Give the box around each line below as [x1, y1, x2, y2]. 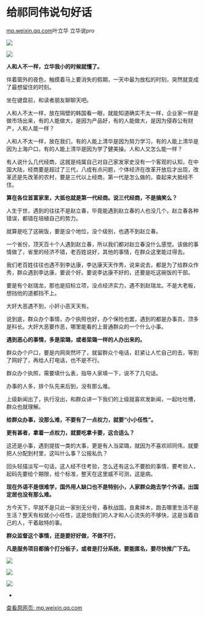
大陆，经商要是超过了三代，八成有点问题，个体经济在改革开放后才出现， [11, 165, 193, 173]
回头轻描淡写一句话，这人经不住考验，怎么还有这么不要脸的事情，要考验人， [6, 462, 199, 470]
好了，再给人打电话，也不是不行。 [16, 356, 103, 364]
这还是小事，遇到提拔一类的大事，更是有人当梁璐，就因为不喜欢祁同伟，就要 [6, 442, 199, 449]
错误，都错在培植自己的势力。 [6, 214, 81, 222]
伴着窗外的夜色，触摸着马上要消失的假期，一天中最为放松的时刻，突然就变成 [6, 76, 199, 83]
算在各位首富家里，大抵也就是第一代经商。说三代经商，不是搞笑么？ [6, 193, 178, 201]
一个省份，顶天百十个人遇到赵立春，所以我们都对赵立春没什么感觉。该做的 [6, 240, 193, 248]
